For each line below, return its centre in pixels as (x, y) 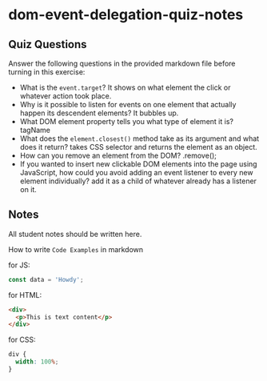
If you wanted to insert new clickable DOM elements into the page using (138, 164)
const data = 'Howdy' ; (46, 279)
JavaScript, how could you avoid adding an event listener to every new (136, 172)
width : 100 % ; (37, 362)
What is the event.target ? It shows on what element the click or (125, 87)
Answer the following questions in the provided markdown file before (122, 63)
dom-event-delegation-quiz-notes (126, 15)
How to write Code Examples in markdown (76, 249)
